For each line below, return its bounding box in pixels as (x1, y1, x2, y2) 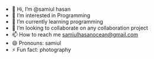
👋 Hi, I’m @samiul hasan (11, 6, 71, 12)
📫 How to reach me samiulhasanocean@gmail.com (11, 31, 139, 38)
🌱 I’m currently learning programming (11, 18, 104, 25)
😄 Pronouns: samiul (11, 40, 61, 47)
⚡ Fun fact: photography (11, 46, 71, 53)
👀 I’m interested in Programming (11, 12, 91, 19)
